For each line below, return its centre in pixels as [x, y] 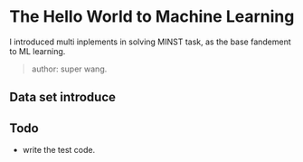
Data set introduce [62, 97]
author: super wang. [69, 69]
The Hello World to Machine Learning [152, 17]
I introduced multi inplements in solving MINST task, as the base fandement [150, 42]
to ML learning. [38, 51]
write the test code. [59, 150]
